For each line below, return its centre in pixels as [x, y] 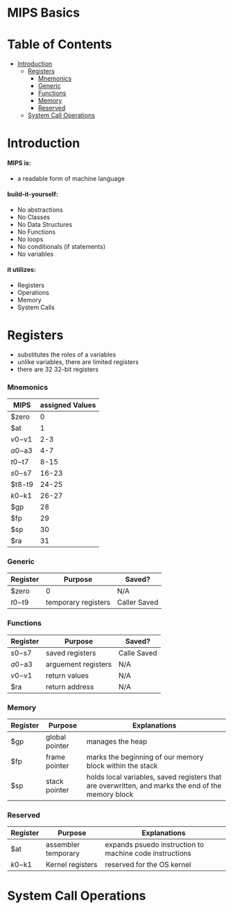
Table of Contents [60, 45]
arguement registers [79, 664]
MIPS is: [19, 163]
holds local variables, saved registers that [154, 777]
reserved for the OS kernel [148, 865]
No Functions [36, 232]
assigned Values [68, 405]
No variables [35, 254]
